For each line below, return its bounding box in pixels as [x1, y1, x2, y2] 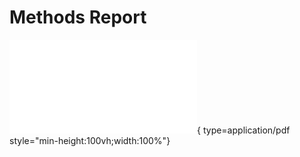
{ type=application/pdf [197, 124, 291, 136]
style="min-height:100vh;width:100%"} [9, 134, 171, 146]
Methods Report [9, 6, 147, 29]
